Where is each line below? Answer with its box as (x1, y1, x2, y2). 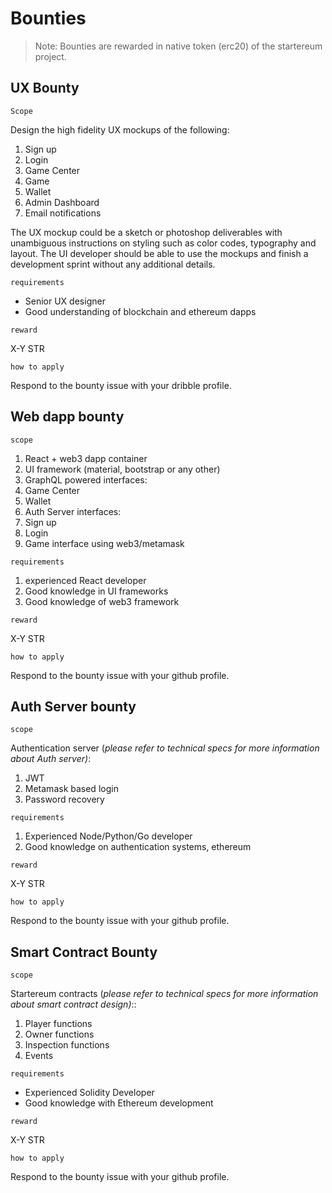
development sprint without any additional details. (10, 258, 216, 270)
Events (24, 1050, 54, 1062)
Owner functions (24, 1028, 95, 1041)
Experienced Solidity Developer (24, 1087, 155, 1099)
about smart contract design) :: (10, 998, 137, 1011)
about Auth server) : (10, 753, 92, 765)
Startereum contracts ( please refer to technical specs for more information (10, 988, 319, 1000)
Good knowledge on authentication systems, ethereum (24, 841, 252, 853)
